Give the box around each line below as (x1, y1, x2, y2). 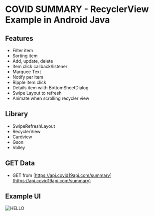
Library (5, 110, 28, 118)
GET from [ (12, 172, 35, 178)
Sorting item (12, 53, 38, 59)
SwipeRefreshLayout (12, 123, 55, 129)
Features (5, 34, 33, 43)
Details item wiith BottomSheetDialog (12, 85, 89, 91)
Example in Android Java (5, 14, 110, 26)
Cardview (12, 134, 32, 140)
